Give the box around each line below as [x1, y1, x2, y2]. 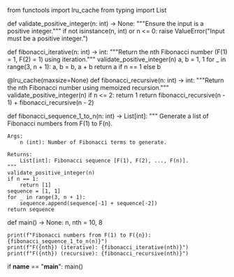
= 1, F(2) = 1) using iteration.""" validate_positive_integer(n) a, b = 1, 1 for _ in [7, 55, 226, 63]
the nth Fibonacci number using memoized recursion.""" [7, 84, 170, 91]
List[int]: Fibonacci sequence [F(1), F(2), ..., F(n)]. [20, 157, 189, 164]
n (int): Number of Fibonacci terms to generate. [20, 139, 168, 146]
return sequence [7, 206, 54, 213]
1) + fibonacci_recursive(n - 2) [7, 98, 94, 107]
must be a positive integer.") [7, 34, 89, 43]
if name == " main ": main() [7, 262, 84, 271]
